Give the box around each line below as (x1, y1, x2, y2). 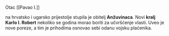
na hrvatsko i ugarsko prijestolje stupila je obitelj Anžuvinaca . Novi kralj (5, 14, 156, 20)
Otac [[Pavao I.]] (5, 5, 40, 10)
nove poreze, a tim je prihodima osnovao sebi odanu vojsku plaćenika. (5, 25, 152, 31)
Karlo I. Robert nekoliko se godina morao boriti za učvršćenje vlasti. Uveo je (5, 20, 164, 25)
